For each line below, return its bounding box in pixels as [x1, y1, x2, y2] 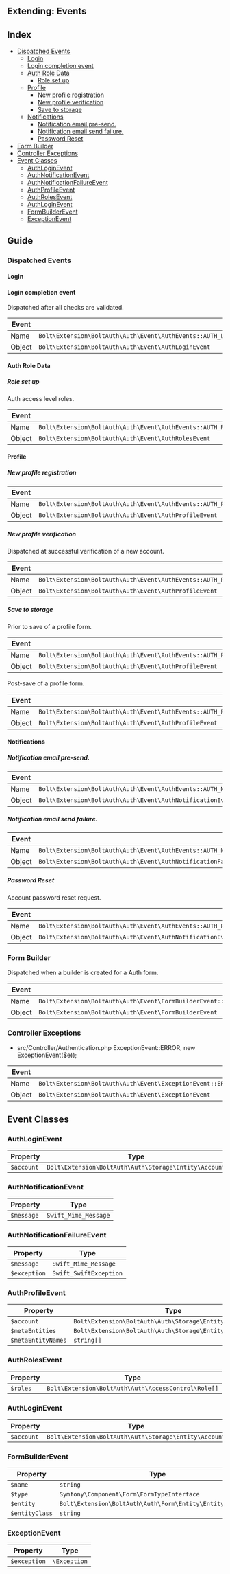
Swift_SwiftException [52, 1269, 123, 1277]
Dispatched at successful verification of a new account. [7, 547, 164, 556]
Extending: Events [7, 5, 87, 17]
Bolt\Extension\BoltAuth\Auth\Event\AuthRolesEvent [38, 434, 211, 442]
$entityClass [10, 1509, 53, 1517]
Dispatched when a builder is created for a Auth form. [7, 968, 159, 977]
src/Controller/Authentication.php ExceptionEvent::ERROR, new [16, 1044, 196, 1052]
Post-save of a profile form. [7, 679, 85, 687]
